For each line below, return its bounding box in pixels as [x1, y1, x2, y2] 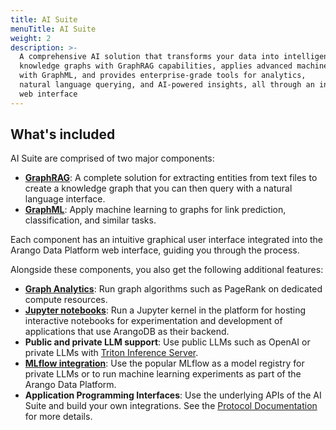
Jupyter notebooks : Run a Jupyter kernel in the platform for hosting [24, 304, 307, 316]
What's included [10, 126, 116, 143]
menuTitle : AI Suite [10, 24, 97, 34]
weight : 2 [10, 33, 52, 43]
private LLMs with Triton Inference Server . [24, 347, 199, 359]
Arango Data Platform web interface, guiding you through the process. [10, 244, 300, 256]
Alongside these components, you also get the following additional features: [10, 264, 324, 276]
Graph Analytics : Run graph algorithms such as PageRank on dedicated [24, 283, 323, 295]
